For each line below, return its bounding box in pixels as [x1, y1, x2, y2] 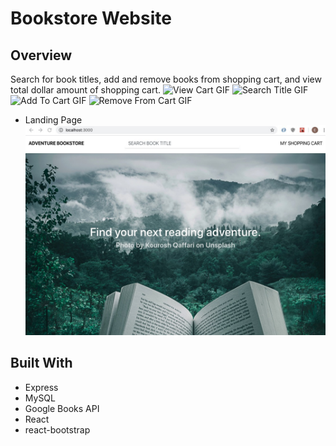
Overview [10, 47, 73, 64]
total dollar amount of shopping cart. [10, 84, 162, 96]
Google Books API [24, 402, 100, 414]
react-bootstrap [24, 423, 91, 436]
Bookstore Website [10, 7, 172, 30]
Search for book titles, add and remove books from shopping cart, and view [10, 73, 322, 85]
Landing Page [24, 114, 83, 126]
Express [24, 381, 59, 393]
